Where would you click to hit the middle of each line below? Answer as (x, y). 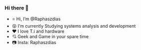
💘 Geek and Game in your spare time (50, 37)
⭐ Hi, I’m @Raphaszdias (36, 19)
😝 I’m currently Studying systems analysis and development (74, 26)
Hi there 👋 (17, 8)
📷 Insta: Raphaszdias (34, 43)
